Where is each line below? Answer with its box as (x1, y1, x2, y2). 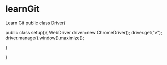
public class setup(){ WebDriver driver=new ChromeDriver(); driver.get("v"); (5, 29, 163, 35)
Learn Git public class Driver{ (5, 20, 66, 26)
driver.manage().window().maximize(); (5, 35, 84, 41)
